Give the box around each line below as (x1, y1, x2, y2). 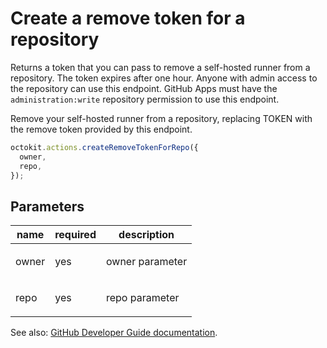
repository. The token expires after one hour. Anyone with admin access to (10, 72, 318, 84)
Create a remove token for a (10, 7, 246, 30)
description (118, 228, 175, 242)
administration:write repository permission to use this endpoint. (10, 93, 280, 105)
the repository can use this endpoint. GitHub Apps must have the (10, 82, 278, 94)
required (54, 228, 97, 242)
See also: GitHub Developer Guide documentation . (10, 327, 218, 339)
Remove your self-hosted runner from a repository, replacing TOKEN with (10, 112, 313, 124)
